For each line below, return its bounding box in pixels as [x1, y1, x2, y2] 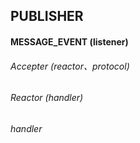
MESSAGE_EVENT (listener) [10, 35, 129, 48]
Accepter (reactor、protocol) [10, 60, 130, 72]
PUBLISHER [10, 8, 84, 25]
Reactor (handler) [10, 92, 84, 104]
